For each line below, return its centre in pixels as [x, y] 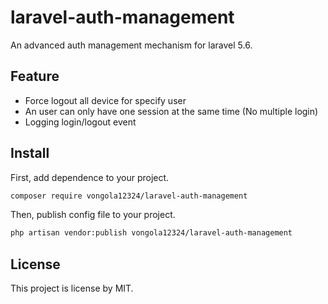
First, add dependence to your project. [90, 177]
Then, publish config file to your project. [93, 215]
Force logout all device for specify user [105, 100]
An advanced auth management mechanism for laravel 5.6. [131, 45]
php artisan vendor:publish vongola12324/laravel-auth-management [151, 233]
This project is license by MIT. [72, 288]
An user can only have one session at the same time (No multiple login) [171, 111]
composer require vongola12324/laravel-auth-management [129, 196]
